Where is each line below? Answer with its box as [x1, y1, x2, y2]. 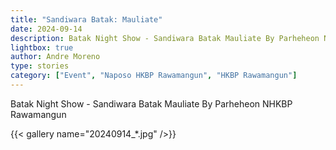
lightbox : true [10, 42, 74, 53]
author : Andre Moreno [10, 52, 101, 62]
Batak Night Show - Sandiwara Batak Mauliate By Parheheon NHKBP [10, 97, 293, 110]
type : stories [10, 61, 70, 71]
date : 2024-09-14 [10, 24, 83, 34]
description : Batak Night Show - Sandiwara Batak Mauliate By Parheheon [10, 33, 320, 43]
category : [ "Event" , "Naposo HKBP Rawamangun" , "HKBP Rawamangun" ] [10, 71, 298, 81]
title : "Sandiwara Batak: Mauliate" [10, 14, 163, 25]
